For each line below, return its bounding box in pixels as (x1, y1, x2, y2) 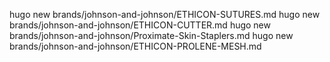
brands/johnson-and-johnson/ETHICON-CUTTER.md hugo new (9, 19, 271, 31)
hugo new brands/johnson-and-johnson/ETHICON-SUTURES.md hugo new (9, 9, 321, 20)
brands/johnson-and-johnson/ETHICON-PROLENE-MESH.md (9, 40, 262, 52)
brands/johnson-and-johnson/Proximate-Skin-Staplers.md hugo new (9, 30, 294, 41)
